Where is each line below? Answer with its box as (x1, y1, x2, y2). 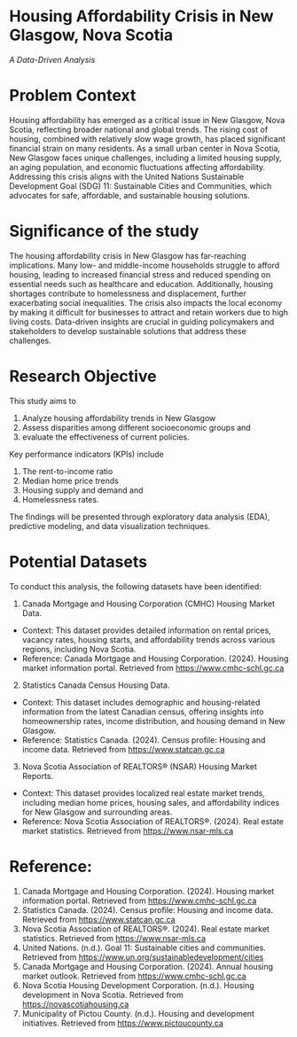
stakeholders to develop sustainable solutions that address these (9, 325, 246, 336)
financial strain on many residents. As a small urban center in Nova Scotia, (9, 143, 281, 153)
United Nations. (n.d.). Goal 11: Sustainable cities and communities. (21, 942, 266, 953)
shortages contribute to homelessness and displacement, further (9, 288, 246, 299)
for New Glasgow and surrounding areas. (21, 807, 173, 817)
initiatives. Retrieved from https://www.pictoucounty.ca (21, 1018, 224, 1028)
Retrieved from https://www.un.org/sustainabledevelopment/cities (21, 951, 264, 963)
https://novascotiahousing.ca (21, 999, 129, 1010)
